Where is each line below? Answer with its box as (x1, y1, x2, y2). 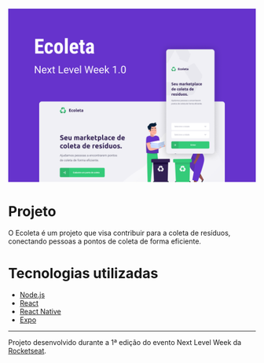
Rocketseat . (8, 346, 47, 356)
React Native (19, 307, 61, 317)
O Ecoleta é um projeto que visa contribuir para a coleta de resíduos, (8, 229, 231, 238)
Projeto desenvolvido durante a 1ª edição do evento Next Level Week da (8, 338, 242, 347)
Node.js (19, 290, 46, 299)
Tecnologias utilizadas (8, 264, 159, 282)
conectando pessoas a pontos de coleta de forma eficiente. (8, 236, 202, 246)
